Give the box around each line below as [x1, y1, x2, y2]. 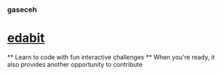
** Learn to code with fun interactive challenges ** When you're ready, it [7, 53, 215, 61]
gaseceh [7, 5, 37, 14]
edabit [7, 30, 45, 46]
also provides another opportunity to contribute [7, 60, 143, 68]
